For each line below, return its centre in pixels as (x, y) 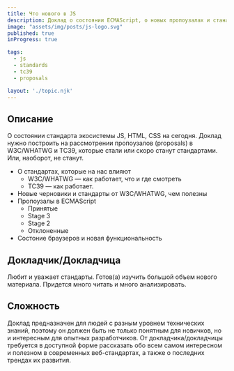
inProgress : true (32, 40)
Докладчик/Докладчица (64, 260)
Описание (30, 119)
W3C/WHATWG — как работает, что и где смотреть (105, 179)
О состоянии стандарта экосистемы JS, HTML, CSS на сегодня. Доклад (114, 136)
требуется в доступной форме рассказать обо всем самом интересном (115, 345)
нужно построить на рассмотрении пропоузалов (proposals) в (100, 143)
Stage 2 (39, 223)
